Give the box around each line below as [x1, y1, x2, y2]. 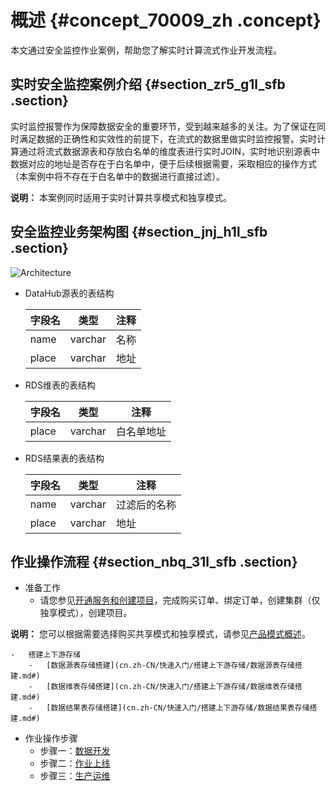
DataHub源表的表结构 [24, 287, 115, 299]
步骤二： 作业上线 [39, 757, 111, 770]
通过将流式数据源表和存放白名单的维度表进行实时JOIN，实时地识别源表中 [18, 145, 321, 157]
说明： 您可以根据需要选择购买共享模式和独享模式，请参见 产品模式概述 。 [10, 628, 311, 640]
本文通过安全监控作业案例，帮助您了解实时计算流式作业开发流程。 [10, 44, 282, 56]
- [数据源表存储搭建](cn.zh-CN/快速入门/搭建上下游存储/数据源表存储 [28, 661, 295, 671]
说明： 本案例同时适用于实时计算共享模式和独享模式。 [10, 191, 232, 203]
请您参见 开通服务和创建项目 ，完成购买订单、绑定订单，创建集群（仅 [39, 594, 321, 606]
